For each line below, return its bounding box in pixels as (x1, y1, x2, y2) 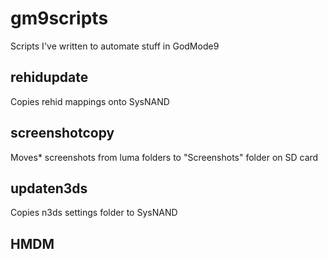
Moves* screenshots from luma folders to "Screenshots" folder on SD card (10, 151, 319, 163)
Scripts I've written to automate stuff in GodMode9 (10, 40, 220, 52)
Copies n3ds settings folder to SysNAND (10, 207, 178, 219)
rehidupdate (10, 69, 89, 86)
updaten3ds (10, 180, 88, 197)
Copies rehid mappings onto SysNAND (10, 95, 170, 107)
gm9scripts (10, 7, 109, 30)
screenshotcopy (10, 125, 115, 142)
